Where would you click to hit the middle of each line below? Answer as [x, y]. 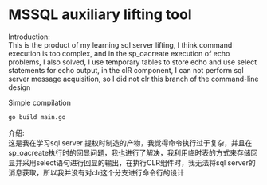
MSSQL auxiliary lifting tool [100, 15]
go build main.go [37, 117]
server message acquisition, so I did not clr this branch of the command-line [133, 79]
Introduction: [29, 37]
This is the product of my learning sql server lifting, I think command [120, 44]
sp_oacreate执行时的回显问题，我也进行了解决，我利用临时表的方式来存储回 [133, 152]
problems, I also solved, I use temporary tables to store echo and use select [133, 62]
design [20, 87]
